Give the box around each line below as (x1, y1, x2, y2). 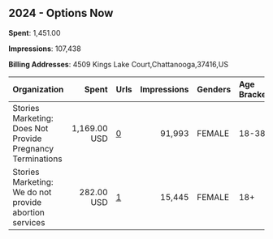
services (12, 216, 45, 228)
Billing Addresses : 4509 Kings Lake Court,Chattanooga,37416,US (8, 59, 229, 69)
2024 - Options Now (8, 6, 114, 20)
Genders (197, 83, 232, 95)
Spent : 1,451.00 (8, 28, 61, 37)
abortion (12, 207, 45, 218)
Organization (12, 83, 64, 95)
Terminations (12, 153, 63, 164)
